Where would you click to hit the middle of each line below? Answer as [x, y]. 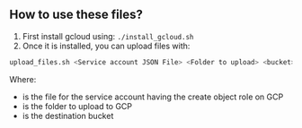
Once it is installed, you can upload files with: [106, 46]
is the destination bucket [68, 115]
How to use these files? [76, 15]
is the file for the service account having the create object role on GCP [153, 97]
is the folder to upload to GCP [77, 106]
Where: [23, 79]
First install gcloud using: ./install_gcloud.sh [108, 36]
